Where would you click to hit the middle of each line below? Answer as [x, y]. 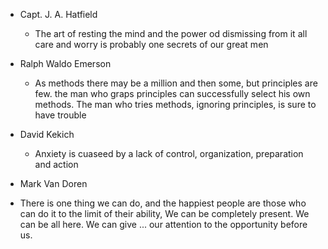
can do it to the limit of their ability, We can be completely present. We [164, 213]
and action [56, 164]
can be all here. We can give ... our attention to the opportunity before [163, 224]
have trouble [60, 115]
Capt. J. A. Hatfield [58, 14]
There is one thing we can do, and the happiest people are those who [163, 203]
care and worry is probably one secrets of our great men [151, 44]
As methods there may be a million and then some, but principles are [176, 83]
